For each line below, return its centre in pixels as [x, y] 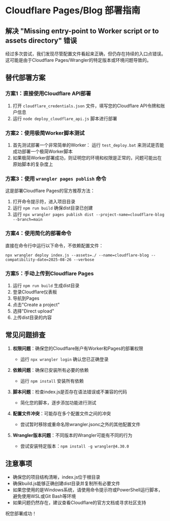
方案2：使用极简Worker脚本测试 [45, 133]
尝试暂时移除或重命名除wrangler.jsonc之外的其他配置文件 [80, 424]
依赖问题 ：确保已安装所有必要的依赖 [51, 370]
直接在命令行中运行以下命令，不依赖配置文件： [54, 245]
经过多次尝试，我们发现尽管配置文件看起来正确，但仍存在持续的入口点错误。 [86, 54]
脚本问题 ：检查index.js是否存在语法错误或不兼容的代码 [70, 392]
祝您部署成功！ [21, 513]
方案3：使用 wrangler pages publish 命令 [56, 178]
